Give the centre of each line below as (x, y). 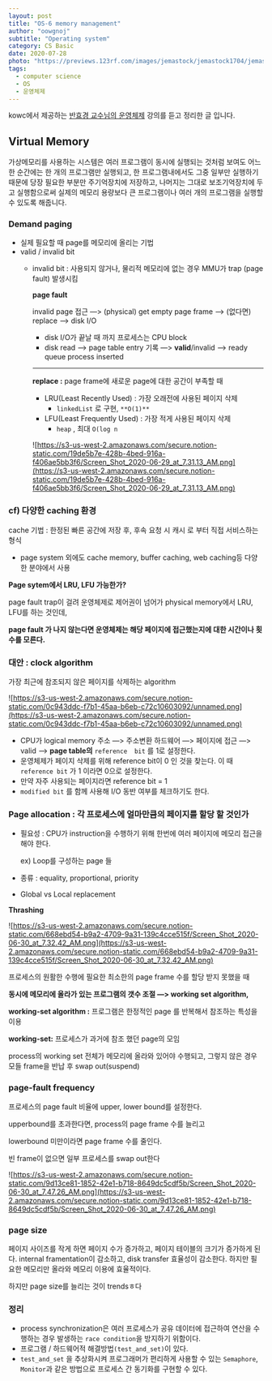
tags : (17, 69)
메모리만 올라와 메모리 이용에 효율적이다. (87, 1269)
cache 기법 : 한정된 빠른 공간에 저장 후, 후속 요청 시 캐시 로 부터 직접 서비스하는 (134, 530)
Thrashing (26, 910)
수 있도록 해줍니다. (38, 203)
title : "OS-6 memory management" (65, 24)
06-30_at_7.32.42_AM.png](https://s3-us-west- (88, 943)
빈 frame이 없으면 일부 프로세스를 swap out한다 (84, 1158)
